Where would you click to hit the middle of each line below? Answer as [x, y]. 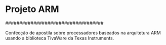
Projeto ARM [32, 9]
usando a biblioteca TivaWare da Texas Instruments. [60, 38]
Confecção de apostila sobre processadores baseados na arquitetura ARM [83, 32]
